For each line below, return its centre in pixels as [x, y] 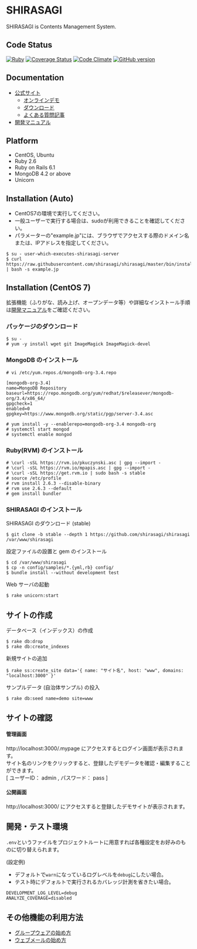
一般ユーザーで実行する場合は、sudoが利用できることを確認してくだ [97, 221]
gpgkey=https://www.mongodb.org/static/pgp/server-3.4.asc [80, 414]
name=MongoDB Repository [36, 388]
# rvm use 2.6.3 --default [39, 488]
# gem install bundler [34, 494]
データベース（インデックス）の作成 [50, 630]
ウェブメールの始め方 [40, 940]
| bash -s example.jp [33, 269]
